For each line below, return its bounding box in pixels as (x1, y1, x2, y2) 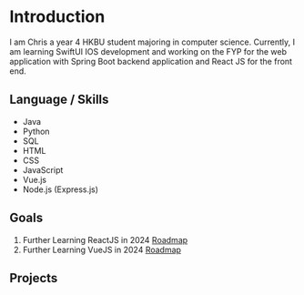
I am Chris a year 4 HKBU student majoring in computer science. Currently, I (9, 36, 296, 47)
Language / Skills (9, 92, 109, 107)
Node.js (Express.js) (22, 184, 98, 195)
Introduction (9, 6, 106, 27)
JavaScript (22, 164, 64, 175)
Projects (9, 270, 58, 286)
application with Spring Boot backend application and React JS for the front (9, 56, 293, 66)
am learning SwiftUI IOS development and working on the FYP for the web (9, 46, 288, 56)
